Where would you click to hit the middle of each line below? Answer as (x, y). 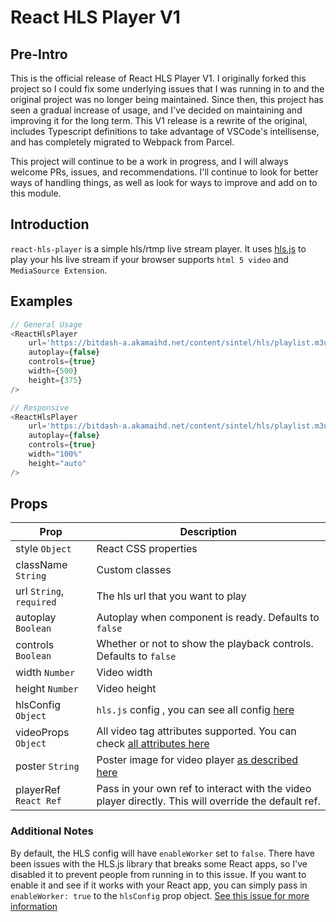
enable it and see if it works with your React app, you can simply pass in (159, 885)
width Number (45, 673)
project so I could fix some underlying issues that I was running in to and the (167, 89)
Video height (126, 689)
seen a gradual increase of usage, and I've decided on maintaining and (156, 110)
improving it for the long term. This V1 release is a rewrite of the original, (159, 120)
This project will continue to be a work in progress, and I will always (149, 161)
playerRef (38, 790)
